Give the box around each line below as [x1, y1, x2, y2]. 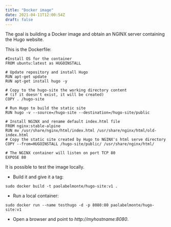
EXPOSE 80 [5, 155, 27, 160]
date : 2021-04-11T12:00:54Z [5, 12, 66, 17]
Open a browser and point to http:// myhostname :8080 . [12, 216, 129, 222]
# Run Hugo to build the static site [5, 106, 86, 111]
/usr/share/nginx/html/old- [97, 128, 157, 133]
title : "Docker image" [5, 7, 54, 13]
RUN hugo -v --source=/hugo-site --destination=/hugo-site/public [5, 110, 150, 115]
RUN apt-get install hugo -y [5, 79, 68, 84]
